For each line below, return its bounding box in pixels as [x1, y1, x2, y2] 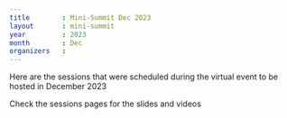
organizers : [9, 47, 67, 56]
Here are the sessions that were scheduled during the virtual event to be [9, 71, 278, 82]
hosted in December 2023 [9, 81, 106, 92]
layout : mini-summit [9, 22, 116, 31]
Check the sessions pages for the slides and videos [9, 98, 201, 109]
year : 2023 [9, 30, 88, 39]
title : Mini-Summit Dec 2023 [9, 13, 152, 23]
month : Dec [9, 38, 83, 48]
